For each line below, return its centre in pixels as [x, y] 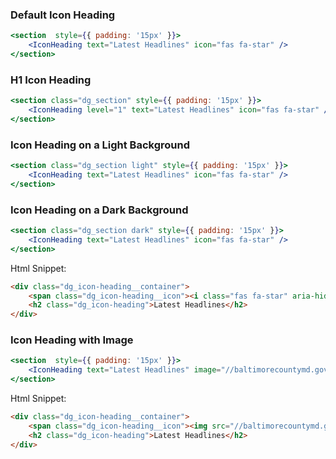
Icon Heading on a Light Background [100, 145]
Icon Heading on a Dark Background [99, 210]
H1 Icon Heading [51, 80]
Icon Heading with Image [72, 340]
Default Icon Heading [63, 15]
